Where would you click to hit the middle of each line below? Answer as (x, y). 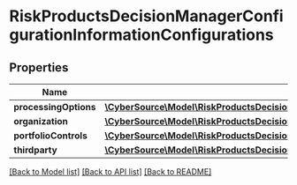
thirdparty (35, 150)
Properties (39, 67)
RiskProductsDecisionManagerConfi (147, 16)
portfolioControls (51, 136)
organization (41, 121)
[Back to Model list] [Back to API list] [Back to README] (110, 172)
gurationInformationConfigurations (141, 35)
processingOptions (55, 107)
